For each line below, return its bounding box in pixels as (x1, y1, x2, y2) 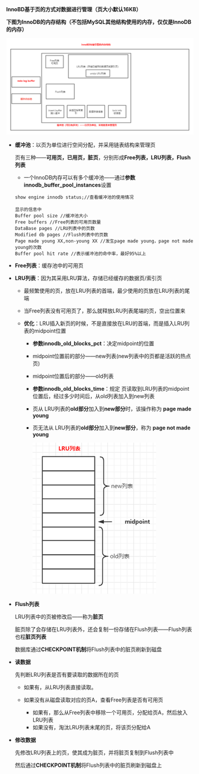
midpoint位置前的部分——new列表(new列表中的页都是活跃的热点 (32, 352, 191, 359)
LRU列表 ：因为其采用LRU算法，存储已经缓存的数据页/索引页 (14, 274, 162, 282)
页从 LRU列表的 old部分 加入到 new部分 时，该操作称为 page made (32, 405, 192, 412)
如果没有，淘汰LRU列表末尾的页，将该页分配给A (32, 724, 151, 731)
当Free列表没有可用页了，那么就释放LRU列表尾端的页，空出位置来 (23, 307, 186, 314)
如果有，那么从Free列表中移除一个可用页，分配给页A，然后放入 (32, 709, 188, 716)
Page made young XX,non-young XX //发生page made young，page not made (14, 238, 194, 244)
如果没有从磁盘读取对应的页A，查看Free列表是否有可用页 (23, 696, 163, 703)
